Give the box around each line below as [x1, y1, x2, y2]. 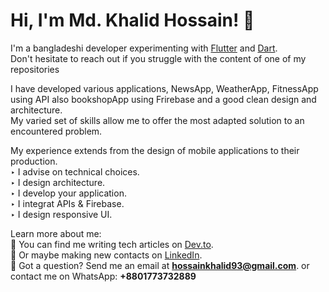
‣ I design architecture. [10, 176, 106, 188]
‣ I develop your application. [10, 187, 127, 199]
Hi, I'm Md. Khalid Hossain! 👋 [10, 9, 255, 32]
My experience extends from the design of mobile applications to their [10, 144, 300, 156]
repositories [10, 63, 60, 75]
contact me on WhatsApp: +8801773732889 [10, 270, 197, 282]
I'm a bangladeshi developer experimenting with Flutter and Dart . [10, 42, 278, 54]
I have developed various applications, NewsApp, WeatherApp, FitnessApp [10, 82, 319, 94]
